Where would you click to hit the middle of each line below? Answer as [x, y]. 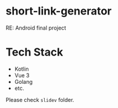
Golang [23, 81]
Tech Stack [34, 52]
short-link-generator [59, 11]
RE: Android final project [36, 28]
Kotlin [21, 69]
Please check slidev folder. [40, 100]
